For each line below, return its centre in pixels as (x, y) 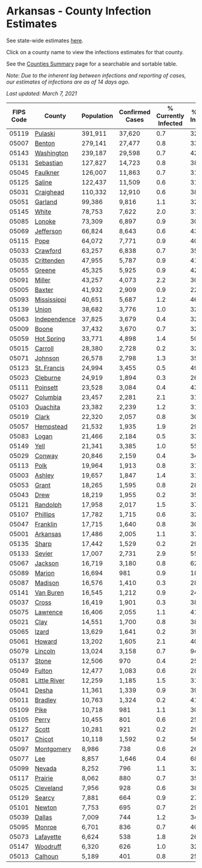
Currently (170, 115)
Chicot (44, 739)
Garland (46, 201)
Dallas (43, 817)
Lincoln (45, 651)
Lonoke (45, 221)
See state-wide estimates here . (45, 40)
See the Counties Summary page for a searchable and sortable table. (92, 64)
